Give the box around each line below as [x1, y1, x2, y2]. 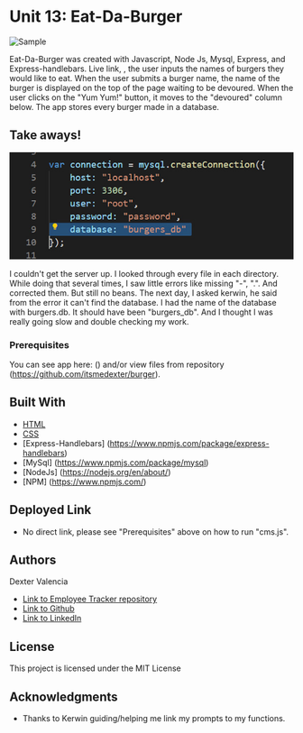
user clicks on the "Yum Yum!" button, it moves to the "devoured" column [9, 92, 282, 103]
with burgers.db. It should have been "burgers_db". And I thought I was [9, 307, 273, 317]
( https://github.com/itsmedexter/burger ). [9, 368, 161, 380]
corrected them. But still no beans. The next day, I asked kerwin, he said [9, 287, 278, 298]
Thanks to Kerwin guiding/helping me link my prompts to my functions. [22, 712, 286, 723]
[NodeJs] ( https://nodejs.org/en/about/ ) [22, 466, 171, 477]
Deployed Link [9, 502, 92, 518]
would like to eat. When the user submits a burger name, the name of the [9, 72, 280, 83]
